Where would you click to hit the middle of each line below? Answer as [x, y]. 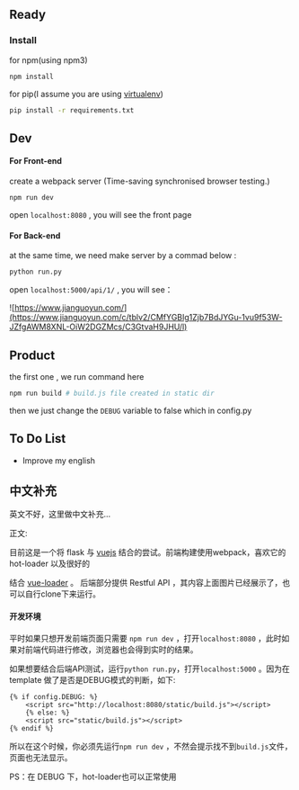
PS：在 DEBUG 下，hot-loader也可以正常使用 [93, 777]
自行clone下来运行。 [63, 594]
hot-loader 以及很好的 [50, 564]
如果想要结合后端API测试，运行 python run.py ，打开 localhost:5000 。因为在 [149, 669]
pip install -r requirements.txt [72, 110]
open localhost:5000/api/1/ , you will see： [91, 290]
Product [32, 355]
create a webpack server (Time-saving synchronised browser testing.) [140, 181]
